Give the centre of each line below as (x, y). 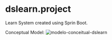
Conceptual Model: (25, 32)
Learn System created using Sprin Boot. (46, 23)
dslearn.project (38, 9)
